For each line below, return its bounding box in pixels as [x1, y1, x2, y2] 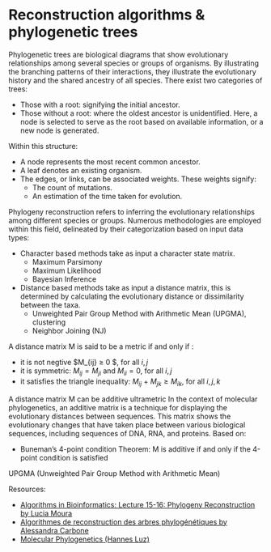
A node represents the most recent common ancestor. [19, 156, 201, 167]
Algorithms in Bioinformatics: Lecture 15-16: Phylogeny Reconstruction [19, 499, 256, 509]
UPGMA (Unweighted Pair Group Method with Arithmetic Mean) [8, 468, 221, 478]
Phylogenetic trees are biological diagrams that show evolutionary [8, 49, 229, 59]
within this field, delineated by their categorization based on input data [8, 224, 244, 234]
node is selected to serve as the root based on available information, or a [19, 117, 264, 126]
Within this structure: [8, 141, 78, 151]
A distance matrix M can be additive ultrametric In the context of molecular [8, 394, 258, 404]
